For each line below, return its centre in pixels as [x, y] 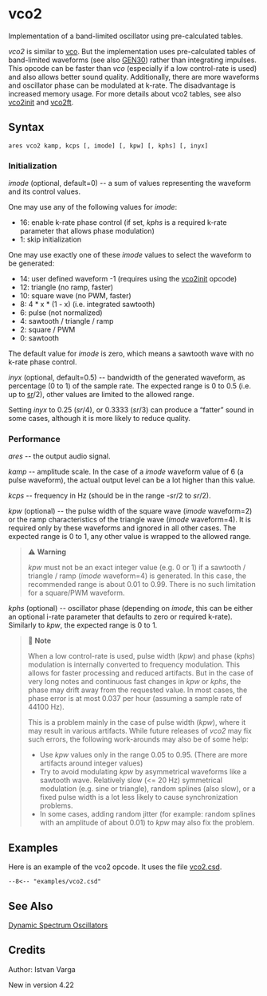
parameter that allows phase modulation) [87, 231]
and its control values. [45, 191]
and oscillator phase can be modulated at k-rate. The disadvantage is [122, 85]
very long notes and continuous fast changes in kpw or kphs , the [134, 682]
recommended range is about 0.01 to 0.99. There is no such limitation [142, 585]
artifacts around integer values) [91, 763]
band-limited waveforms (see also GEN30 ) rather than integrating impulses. [133, 60]
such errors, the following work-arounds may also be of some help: [138, 739]
